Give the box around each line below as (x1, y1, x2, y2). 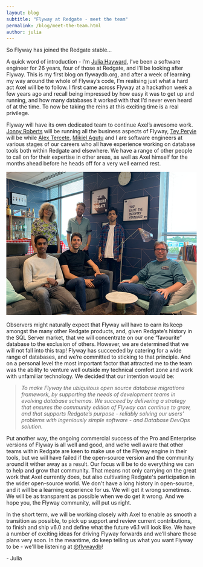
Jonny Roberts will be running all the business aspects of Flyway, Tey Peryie (6, 128, 197, 135)
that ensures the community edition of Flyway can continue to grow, (21, 403, 192, 411)
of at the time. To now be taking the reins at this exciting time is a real (6, 103, 179, 110)
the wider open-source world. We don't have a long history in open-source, (6, 479, 195, 487)
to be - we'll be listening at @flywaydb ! (6, 543, 104, 550)
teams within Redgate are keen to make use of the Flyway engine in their (6, 447, 187, 454)
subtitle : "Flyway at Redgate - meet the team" (6, 16, 129, 22)
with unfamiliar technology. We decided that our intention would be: (6, 373, 175, 380)
